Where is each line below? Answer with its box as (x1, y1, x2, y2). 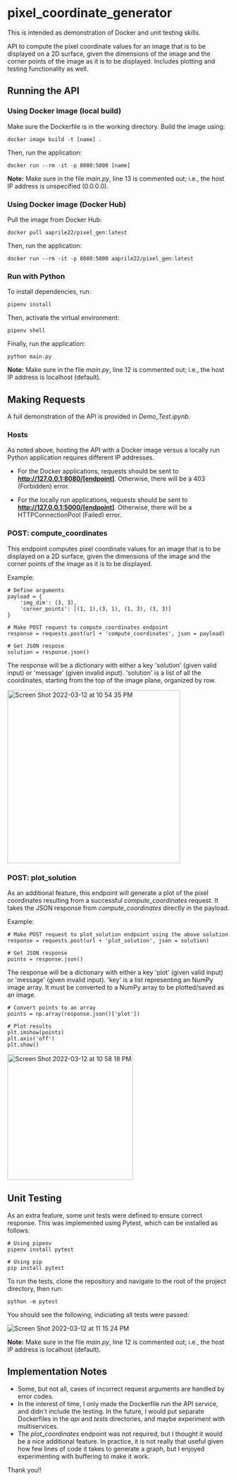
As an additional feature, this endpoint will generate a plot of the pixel (7, 888, 209, 897)
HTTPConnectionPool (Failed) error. (17, 510, 122, 520)
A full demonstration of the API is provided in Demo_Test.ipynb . (7, 412, 191, 421)
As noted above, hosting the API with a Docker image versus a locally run (7, 446, 221, 455)
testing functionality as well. (7, 64, 89, 73)
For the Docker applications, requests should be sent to (17, 467, 179, 476)
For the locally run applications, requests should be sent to (17, 496, 188, 504)
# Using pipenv (7, 1240, 52, 1247)
